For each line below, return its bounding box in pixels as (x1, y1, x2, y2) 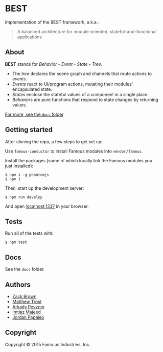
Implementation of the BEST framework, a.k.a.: (5, 19, 99, 25)
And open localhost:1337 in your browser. (5, 203, 89, 209)
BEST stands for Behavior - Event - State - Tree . (5, 61, 103, 67)
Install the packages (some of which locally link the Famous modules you (5, 157, 153, 163)
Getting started (5, 126, 53, 134)
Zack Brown (12, 294, 37, 299)
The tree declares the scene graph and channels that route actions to (12, 71, 152, 76)
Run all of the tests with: (5, 230, 54, 236)
